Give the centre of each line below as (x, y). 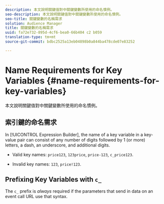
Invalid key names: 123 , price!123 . (47, 164)
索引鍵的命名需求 (31, 123)
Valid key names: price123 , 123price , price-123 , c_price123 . (73, 154)
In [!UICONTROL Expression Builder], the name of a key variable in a (74, 134)
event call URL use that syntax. (36, 197)
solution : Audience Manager (34, 23)
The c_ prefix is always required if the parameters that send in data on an (79, 191)
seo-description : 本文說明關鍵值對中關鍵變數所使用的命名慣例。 (64, 14)
